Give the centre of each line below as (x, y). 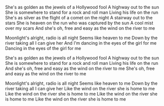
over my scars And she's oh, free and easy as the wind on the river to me (80, 28)
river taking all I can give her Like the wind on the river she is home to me (80, 88)
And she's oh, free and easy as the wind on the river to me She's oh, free (80, 68)
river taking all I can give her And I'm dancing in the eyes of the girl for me (81, 43)
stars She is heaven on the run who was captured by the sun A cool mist (79, 23)
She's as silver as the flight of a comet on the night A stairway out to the (79, 18)
